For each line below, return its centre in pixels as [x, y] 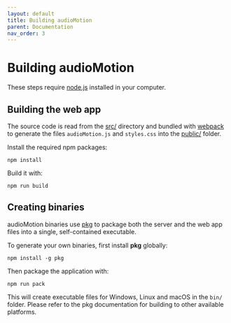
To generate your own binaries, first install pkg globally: [87, 245]
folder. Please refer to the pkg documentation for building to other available [115, 304]
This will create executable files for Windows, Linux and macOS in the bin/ [115, 297]
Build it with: [25, 173]
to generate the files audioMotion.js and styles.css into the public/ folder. [114, 133]
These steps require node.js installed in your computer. [87, 88]
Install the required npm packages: [57, 147]
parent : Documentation [40, 27]
